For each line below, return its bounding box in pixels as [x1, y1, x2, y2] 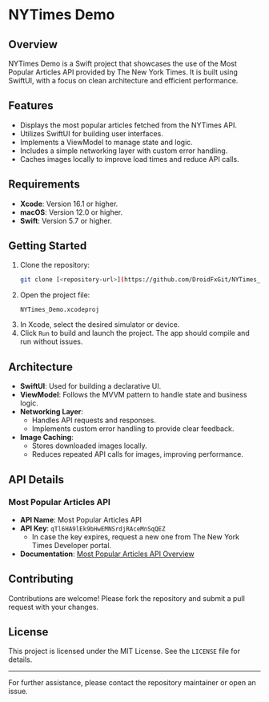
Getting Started [8, 239, 87, 253]
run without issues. [19, 337, 83, 346]
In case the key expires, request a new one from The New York [31, 531, 240, 542]
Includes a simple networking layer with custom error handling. [19, 146, 228, 155]
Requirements [8, 178, 80, 192]
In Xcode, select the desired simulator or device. [19, 320, 180, 329]
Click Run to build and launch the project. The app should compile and [19, 329, 250, 338]
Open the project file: [19, 290, 90, 300]
